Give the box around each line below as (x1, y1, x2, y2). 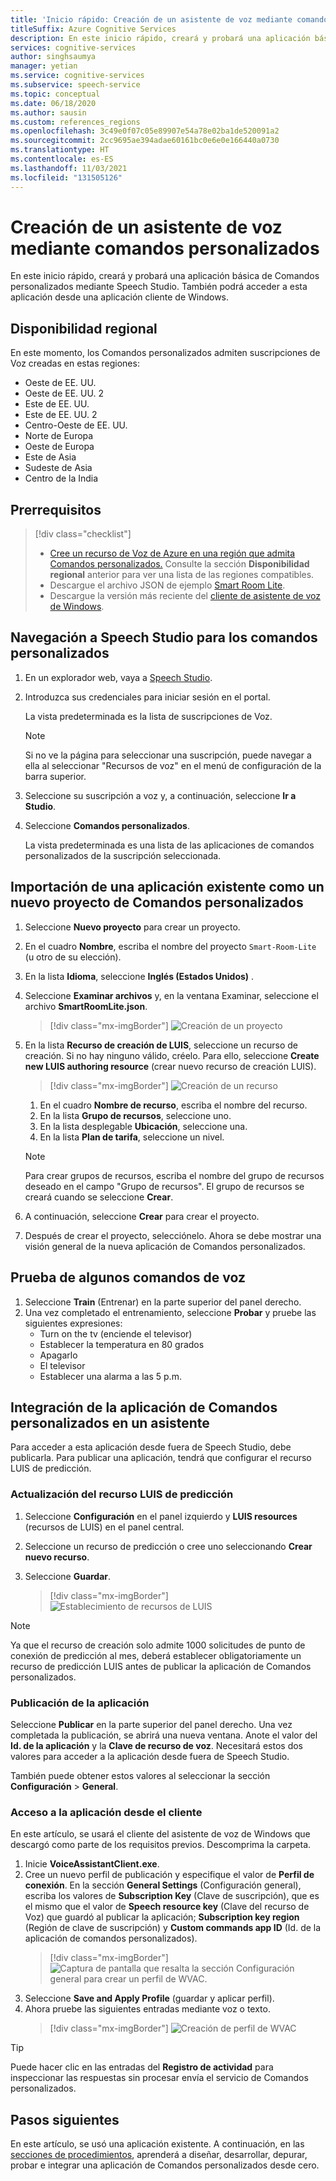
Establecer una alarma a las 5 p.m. (39, 1370, 182, 1382)
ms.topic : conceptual (10, 89, 101, 99)
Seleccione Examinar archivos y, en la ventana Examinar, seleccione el (24, 989, 319, 1001)
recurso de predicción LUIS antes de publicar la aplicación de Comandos (10, 1660, 312, 1672)
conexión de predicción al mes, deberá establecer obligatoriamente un (10, 1649, 302, 1661)
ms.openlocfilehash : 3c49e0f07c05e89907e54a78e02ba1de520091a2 (10, 126, 280, 136)
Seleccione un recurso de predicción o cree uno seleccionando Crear (24, 1540, 313, 1552)
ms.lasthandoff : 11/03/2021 (10, 163, 128, 173)
